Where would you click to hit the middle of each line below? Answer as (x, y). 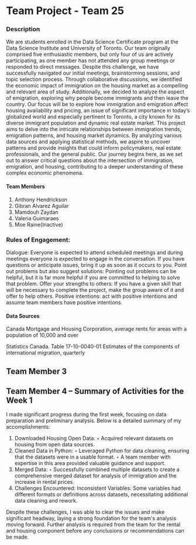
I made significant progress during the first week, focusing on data (86, 415)
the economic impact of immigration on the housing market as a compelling (97, 86)
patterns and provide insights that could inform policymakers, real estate (94, 148)
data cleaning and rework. (46, 501)
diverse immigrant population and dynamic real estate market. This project (96, 123)
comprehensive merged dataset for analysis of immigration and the (95, 476)
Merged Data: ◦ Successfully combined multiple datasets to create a (97, 470)
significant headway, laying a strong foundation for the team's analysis (91, 519)
